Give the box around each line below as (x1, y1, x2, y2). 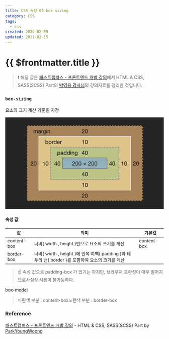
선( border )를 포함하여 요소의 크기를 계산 (43, 257, 125, 263)
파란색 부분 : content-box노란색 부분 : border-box (17, 297, 117, 303)
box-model (5, 287, 28, 293)
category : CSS (5, 13, 35, 19)
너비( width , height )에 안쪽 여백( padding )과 (34, 250, 126, 256)
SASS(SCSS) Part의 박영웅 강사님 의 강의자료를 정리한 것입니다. (17, 82, 142, 88)
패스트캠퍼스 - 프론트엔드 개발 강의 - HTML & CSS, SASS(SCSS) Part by (5, 322, 149, 328)
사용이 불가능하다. (39, 277, 74, 283)
